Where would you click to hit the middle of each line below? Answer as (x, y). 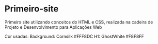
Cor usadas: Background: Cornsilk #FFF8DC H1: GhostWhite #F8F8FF (74, 36)
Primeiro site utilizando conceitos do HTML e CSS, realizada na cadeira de (79, 22)
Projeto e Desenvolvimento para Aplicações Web (53, 27)
